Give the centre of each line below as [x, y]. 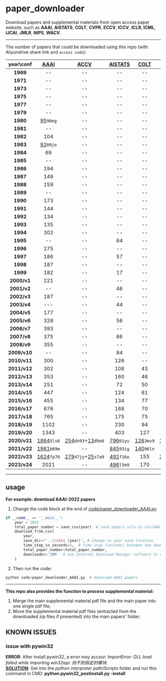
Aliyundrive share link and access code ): [46, 52]
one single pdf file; [32, 606]
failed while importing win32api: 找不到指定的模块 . [57, 663]
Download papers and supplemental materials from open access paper [78, 22]
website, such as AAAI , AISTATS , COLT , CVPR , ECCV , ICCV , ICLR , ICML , [81, 27]
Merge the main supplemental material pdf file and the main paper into [84, 601]
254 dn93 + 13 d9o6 [84, 440]
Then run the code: [32, 568]
